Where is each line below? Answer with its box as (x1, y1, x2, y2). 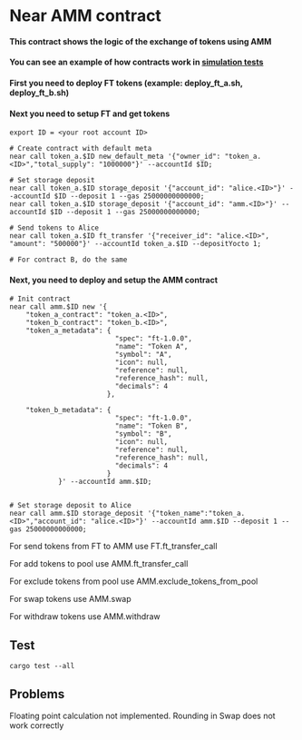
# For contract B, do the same (9, 255, 128, 264)
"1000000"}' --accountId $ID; (98, 160, 213, 169)
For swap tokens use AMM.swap (9, 594, 132, 605)
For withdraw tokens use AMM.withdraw (9, 611, 161, 622)
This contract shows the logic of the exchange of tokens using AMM (9, 35, 272, 46)
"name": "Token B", (114, 421, 189, 431)
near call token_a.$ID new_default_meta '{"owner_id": (9, 152, 221, 162)
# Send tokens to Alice (9, 223, 100, 232)
